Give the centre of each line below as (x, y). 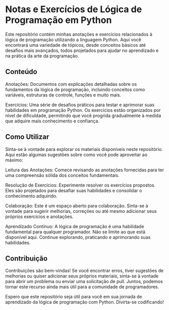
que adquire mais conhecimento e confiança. (52, 121)
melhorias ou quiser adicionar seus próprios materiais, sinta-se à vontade (82, 276)
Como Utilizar (27, 137)
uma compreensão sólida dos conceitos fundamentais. (62, 175)
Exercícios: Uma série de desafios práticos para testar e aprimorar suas (80, 105)
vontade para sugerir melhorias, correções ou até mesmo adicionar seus (81, 211)
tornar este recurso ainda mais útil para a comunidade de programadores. (82, 287)
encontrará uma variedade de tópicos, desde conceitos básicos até (75, 45)
